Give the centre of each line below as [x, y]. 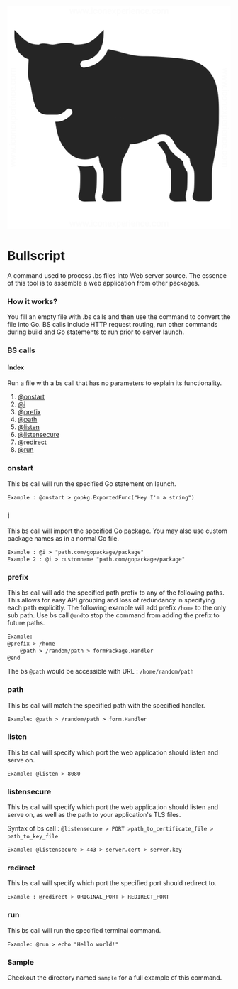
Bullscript [36, 256]
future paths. [26, 623]
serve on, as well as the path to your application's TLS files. [94, 815]
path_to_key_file [33, 837]
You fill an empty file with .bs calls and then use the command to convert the [119, 317]
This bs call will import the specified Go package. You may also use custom [118, 531]
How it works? [33, 301]
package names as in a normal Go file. [63, 538]
